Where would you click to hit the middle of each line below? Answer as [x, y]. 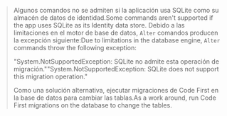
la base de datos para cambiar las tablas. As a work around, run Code [115, 98]
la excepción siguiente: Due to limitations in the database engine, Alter [117, 40]
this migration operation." [51, 76]
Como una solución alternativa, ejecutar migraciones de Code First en [116, 90]
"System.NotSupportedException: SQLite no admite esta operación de [116, 62]
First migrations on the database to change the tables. [93, 105]
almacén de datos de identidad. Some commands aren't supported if [114, 18]
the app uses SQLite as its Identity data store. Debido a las [99, 25]
